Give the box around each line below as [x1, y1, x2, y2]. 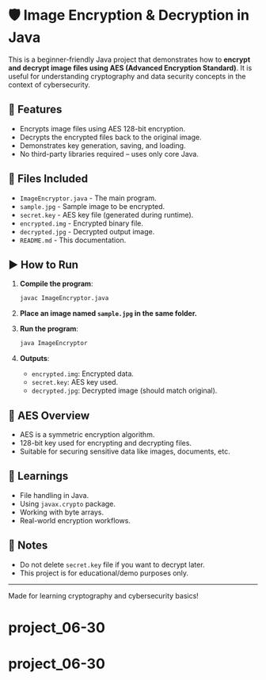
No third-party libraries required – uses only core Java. [19, 149, 199, 158]
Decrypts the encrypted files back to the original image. [19, 132, 202, 142]
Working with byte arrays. [19, 507, 104, 517]
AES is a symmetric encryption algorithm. [19, 429, 155, 439]
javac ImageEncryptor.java [19, 294, 109, 302]
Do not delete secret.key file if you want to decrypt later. [19, 560, 205, 569]
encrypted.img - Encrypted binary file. [19, 218, 144, 228]
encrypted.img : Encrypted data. [31, 369, 135, 378]
